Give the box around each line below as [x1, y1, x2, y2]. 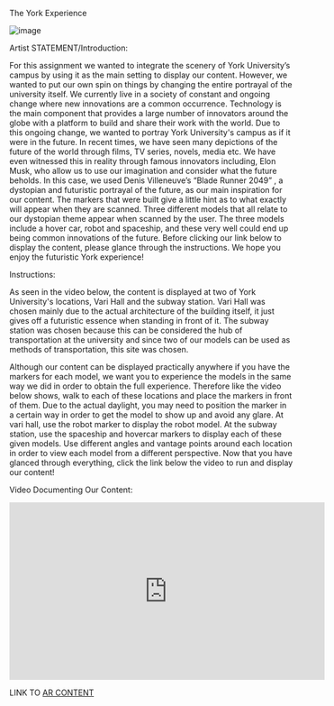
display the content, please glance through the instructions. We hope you [9, 243, 281, 252]
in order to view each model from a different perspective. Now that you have [9, 448, 293, 458]
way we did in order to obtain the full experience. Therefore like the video [9, 381, 282, 391]
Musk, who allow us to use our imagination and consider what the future [9, 166, 277, 176]
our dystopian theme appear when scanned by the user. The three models [9, 214, 285, 224]
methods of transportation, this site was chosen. [9, 344, 189, 354]
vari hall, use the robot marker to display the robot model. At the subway [9, 419, 277, 429]
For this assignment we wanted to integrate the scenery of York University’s [9, 60, 291, 70]
